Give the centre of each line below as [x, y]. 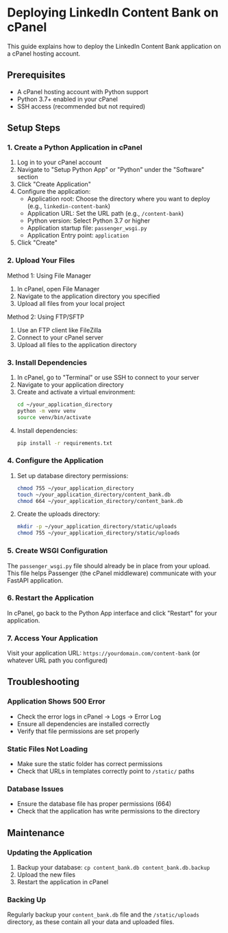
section [27, 177]
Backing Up [27, 899]
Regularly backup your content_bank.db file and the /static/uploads [103, 914]
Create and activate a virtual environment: [76, 392]
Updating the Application [50, 852]
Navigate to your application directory [71, 385]
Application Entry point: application [78, 236]
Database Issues [35, 789]
